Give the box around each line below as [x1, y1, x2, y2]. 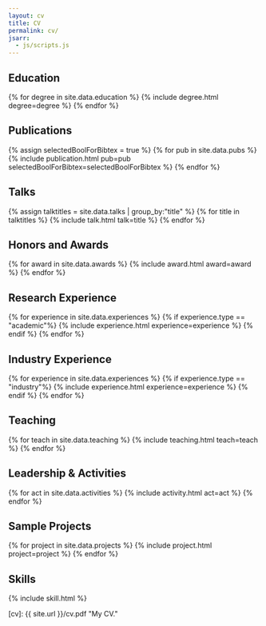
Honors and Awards [8, 237, 109, 252]
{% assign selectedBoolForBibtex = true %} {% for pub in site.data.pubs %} [8, 145, 257, 154]
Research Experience [8, 291, 117, 305]
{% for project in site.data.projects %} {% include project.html [8, 540, 212, 550]
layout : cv [8, 11, 45, 20]
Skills [8, 572, 36, 586]
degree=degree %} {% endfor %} [8, 101, 119, 110]
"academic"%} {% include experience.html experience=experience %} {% [8, 321, 254, 330]
